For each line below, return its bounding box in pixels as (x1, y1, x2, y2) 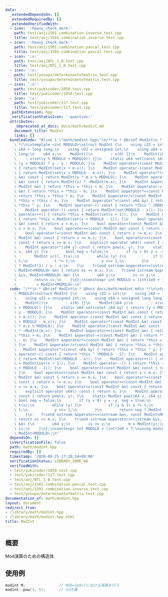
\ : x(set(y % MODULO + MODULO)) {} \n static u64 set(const (14, 156, 155, 161)
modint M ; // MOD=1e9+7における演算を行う (5, 582, 119, 588)
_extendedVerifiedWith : (9, 21, 59, 27)
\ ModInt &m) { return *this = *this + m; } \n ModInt (14, 184, 135, 189)
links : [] (14, 133, 35, 138)
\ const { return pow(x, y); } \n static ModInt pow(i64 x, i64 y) (14, 393, 162, 398)
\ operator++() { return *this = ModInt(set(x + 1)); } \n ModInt (14, 212, 160, 217)
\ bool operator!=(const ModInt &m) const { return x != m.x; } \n (14, 231, 162, 236)
